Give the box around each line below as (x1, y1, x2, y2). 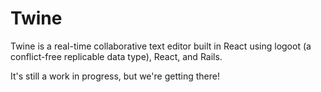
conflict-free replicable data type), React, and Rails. (10, 50, 223, 62)
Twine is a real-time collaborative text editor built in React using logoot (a (10, 40, 312, 52)
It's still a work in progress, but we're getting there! (10, 70, 221, 82)
